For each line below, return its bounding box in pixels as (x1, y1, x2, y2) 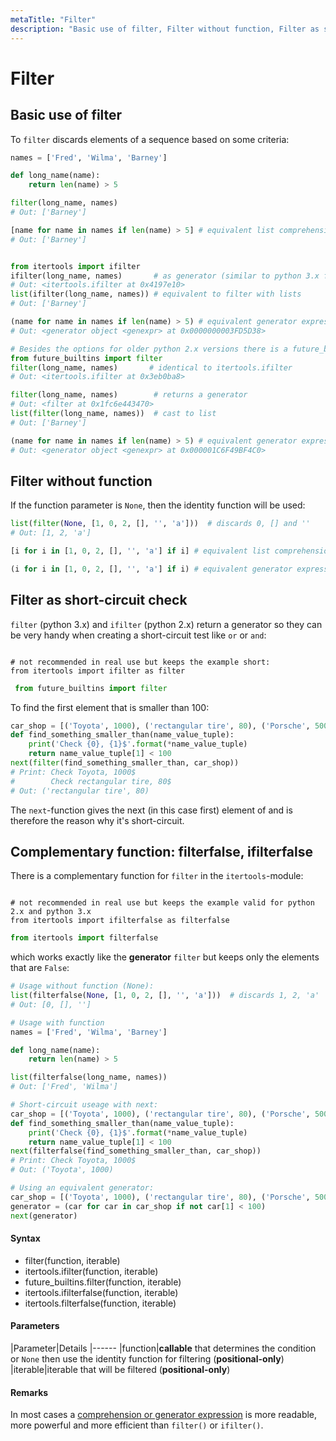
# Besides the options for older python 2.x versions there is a (10, 344, 288, 354)
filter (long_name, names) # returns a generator (10, 390, 248, 400)
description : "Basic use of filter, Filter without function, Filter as (10, 24, 320, 34)
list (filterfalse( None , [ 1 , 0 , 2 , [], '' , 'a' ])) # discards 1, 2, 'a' (10, 991, 320, 1001)
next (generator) (10, 1211, 78, 1221)
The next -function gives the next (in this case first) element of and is (10, 804, 293, 816)
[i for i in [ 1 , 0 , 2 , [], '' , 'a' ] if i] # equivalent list (10, 546, 271, 556)
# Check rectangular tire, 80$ (10, 776, 172, 786)
